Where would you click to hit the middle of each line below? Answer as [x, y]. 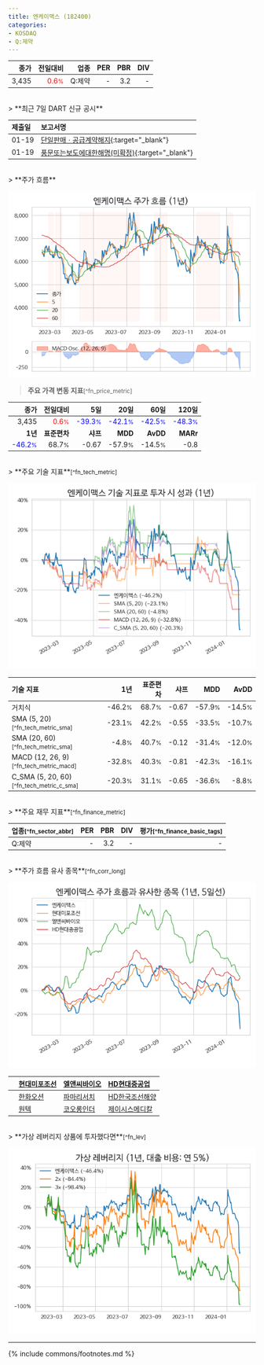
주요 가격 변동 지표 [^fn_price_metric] [80, 390]
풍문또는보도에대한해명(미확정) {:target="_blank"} [117, 153]
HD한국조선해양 [132, 1096]
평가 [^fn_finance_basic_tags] [181, 830]
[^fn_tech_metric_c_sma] [45, 786]
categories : [27, 25]
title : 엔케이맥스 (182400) [50, 17]
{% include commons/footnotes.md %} [71, 1353]
